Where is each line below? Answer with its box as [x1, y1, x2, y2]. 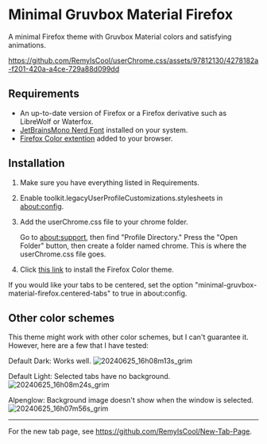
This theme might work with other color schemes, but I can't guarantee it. [8, 332, 249, 342]
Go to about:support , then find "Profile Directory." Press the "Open [19, 232, 238, 241]
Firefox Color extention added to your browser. [19, 133, 173, 143]
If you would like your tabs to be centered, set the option [8, 280, 193, 289]
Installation [8, 156, 65, 170]
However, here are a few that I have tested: [8, 341, 149, 350]
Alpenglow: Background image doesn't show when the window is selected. [8, 396, 254, 405]
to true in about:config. [112, 288, 188, 298]
